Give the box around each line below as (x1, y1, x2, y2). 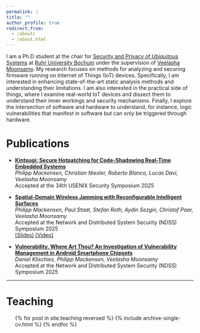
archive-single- (143, 314, 181, 322)
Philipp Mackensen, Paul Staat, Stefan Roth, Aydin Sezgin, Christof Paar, (14, 206, 193, 213)
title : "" (6, 14, 31, 20)
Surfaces (14, 200, 39, 207)
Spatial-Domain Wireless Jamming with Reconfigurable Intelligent (14, 193, 182, 200)
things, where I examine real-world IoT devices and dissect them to (6, 91, 171, 98)
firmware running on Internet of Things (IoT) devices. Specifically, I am (6, 72, 180, 79)
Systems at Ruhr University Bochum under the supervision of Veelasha (6, 59, 180, 66)
